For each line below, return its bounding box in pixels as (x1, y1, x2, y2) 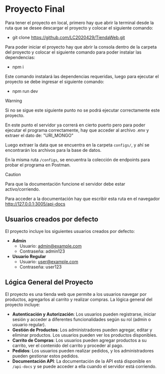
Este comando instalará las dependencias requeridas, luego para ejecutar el (5, 73, 159, 79)
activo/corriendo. (5, 186, 40, 192)
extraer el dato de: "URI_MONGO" (5, 132, 74, 138)
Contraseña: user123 (19, 264, 62, 270)
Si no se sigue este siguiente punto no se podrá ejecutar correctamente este (5, 107, 160, 113)
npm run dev (12, 88, 38, 94)
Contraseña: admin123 (19, 248, 65, 254)
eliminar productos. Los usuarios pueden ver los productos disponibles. (12, 332, 158, 338)
